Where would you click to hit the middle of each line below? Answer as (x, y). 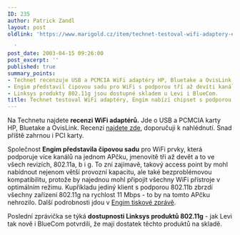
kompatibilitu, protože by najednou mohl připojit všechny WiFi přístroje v (114, 180)
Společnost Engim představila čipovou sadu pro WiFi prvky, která (105, 149)
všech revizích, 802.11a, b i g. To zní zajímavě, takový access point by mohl (118, 164)
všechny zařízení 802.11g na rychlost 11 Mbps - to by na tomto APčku (109, 195)
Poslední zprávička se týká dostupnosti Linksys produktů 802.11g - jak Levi (120, 216)
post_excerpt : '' (33, 60)
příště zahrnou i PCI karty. (46, 136)
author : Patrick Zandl (41, 21)
